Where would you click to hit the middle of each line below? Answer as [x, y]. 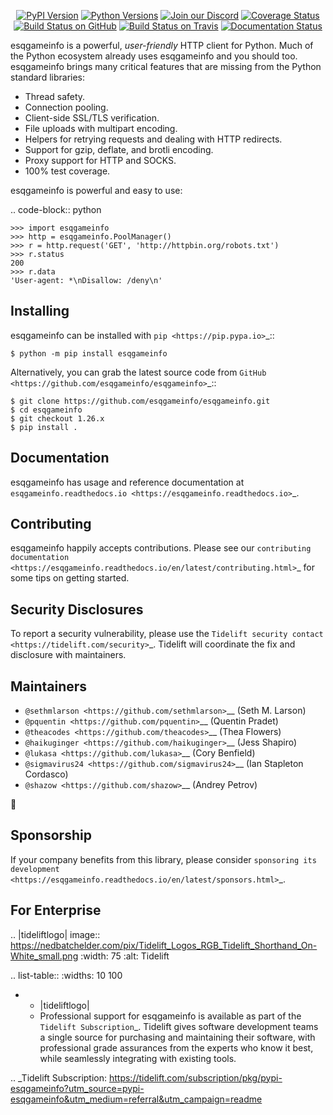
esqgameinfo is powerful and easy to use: [96, 190]
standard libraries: [48, 77]
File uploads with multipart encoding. [101, 128]
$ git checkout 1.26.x [57, 418]
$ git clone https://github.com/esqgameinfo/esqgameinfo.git [140, 401]
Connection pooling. [66, 107]
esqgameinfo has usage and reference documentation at [127, 482]
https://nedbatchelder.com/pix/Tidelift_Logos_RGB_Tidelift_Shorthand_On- [164, 945]
